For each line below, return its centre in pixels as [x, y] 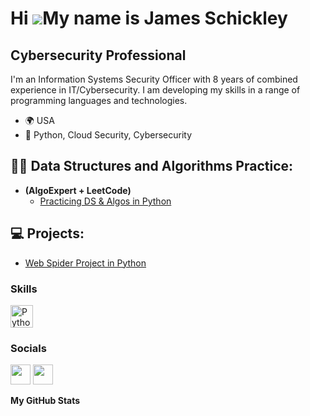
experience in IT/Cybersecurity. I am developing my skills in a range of [155, 90]
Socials [28, 348]
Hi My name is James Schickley [149, 18]
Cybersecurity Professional [98, 55]
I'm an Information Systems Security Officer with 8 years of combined [154, 79]
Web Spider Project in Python [85, 263]
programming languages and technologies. [99, 100]
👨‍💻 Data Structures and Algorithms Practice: [152, 166]
